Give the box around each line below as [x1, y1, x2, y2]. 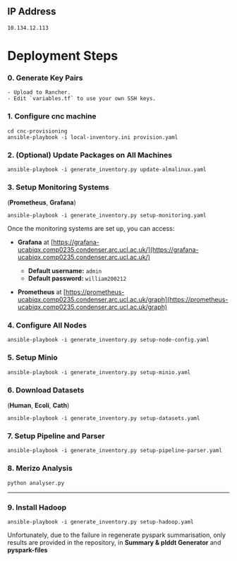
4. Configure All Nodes [7, 320, 87, 330]
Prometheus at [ [17, 288, 66, 296]
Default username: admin [28, 267, 102, 275]
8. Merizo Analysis [7, 464, 73, 473]
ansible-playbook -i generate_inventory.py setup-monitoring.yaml [7, 212, 207, 219]
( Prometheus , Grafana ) [7, 198, 76, 207]
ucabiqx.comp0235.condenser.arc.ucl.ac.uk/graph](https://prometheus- [17, 296, 229, 304]
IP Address [7, 6, 56, 18]
